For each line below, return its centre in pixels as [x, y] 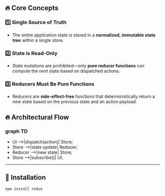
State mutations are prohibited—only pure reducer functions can [78, 65]
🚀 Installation [26, 178]
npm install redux [24, 189]
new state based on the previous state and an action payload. [75, 102]
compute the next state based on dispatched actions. [66, 71]
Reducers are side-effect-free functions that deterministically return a [83, 97]
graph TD [16, 131]
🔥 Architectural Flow [37, 117]
